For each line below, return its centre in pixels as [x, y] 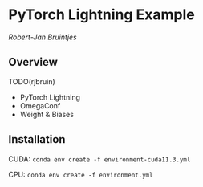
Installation [37, 139]
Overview [33, 62]
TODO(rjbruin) [32, 81]
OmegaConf [40, 105]
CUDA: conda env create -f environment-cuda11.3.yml [99, 159]
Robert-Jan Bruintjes [43, 37]
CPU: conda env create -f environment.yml [81, 174]
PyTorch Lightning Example [101, 15]
